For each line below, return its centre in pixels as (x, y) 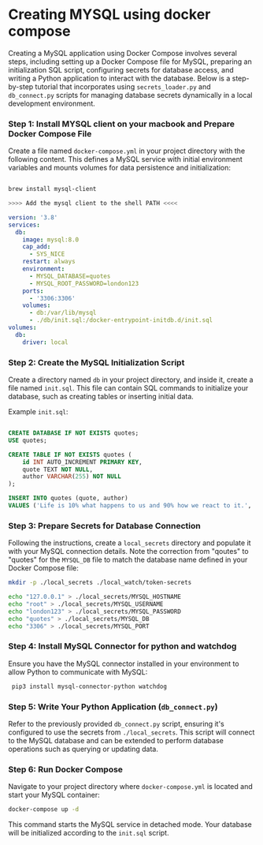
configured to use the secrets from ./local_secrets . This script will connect (131, 732)
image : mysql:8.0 (51, 239)
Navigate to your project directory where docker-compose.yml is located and (131, 787)
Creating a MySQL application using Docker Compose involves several (123, 53)
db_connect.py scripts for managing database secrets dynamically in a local (130, 95)
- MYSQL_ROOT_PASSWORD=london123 (84, 283)
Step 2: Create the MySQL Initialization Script (96, 362)
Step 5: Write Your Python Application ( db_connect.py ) (113, 706)
